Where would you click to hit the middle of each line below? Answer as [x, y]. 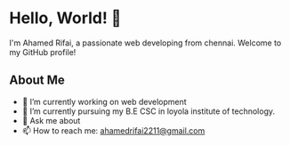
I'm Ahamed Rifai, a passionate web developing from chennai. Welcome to [145, 43]
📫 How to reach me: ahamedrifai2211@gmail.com [113, 130]
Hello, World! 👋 [65, 18]
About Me [37, 81]
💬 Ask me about [51, 120]
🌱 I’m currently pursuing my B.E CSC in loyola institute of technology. [149, 111]
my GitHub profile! [43, 52]
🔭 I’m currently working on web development [104, 101]
